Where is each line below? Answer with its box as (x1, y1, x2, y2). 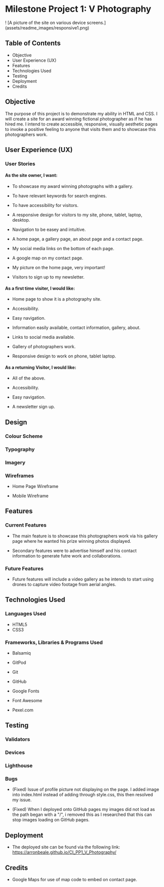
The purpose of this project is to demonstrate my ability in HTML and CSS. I (5, 110, 158, 116)
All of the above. (12, 375, 46, 381)
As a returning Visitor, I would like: (5, 364, 77, 370)
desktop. (12, 217, 30, 223)
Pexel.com (12, 707, 34, 713)
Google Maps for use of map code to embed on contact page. (12, 876, 137, 882)
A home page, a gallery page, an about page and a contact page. (12, 236, 143, 242)
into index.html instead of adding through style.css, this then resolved (12, 792, 153, 798)
